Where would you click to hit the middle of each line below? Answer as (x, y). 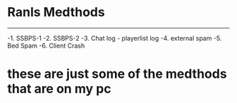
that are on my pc (59, 89)
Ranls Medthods (56, 12)
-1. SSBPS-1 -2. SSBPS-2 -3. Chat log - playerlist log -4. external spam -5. (115, 38)
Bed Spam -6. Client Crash (46, 46)
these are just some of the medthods (117, 74)
